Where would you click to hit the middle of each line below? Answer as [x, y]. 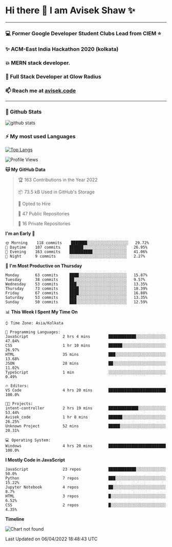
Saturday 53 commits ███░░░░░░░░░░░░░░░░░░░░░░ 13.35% [76, 297]
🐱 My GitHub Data [26, 169]
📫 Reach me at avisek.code [41, 91]
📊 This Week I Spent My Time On [41, 312]
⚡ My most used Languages [40, 137]
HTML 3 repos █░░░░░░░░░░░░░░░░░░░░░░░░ [86, 496]
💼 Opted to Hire [34, 204]
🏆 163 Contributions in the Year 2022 [58, 180]
